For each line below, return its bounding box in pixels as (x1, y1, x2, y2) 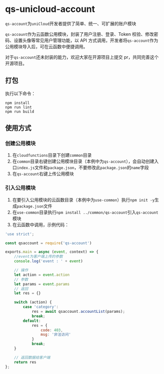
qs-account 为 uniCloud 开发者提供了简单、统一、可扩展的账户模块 (5, 20, 136, 26)
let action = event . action (14, 272, 70, 277)
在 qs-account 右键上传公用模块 (12, 171, 74, 177)
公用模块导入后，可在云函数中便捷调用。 (5, 43, 88, 49)
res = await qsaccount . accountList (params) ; (31, 309, 125, 314)
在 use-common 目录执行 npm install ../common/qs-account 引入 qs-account (12, 209, 159, 215)
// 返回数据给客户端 (14, 355, 51, 360)
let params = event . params (14, 281, 70, 286)
